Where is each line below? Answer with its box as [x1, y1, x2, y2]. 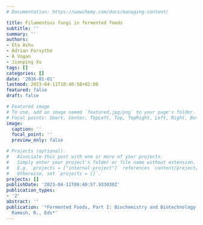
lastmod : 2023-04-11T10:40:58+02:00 [6, 81, 98, 87]
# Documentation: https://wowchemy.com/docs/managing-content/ [6, 8, 169, 15]
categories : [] [6, 70, 45, 76]
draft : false [6, 93, 39, 99]
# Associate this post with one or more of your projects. [6, 154, 164, 160]
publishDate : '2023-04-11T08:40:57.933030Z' [6, 182, 120, 188]
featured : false [6, 87, 47, 93]
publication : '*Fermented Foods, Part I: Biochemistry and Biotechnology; [6, 204, 199, 210]
